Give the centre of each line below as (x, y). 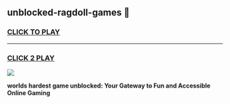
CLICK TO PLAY (34, 32)
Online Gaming (29, 92)
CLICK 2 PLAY (31, 57)
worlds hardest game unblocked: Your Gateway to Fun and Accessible (109, 86)
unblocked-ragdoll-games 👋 (68, 13)
